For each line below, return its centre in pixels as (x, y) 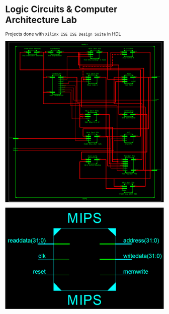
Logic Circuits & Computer (61, 9)
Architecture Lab (41, 20)
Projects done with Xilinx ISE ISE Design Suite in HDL (63, 34)
